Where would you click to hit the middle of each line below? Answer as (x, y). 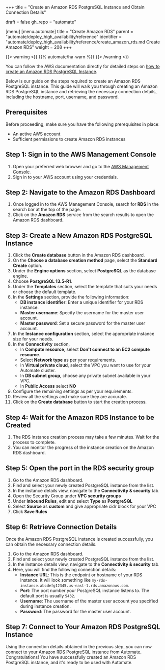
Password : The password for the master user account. (75, 611)
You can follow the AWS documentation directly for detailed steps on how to (83, 66)
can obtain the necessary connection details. (51, 544)
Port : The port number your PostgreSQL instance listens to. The (84, 590)
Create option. (27, 265)
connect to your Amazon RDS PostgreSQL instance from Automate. (74, 652)
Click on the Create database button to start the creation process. (80, 402)
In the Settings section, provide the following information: (71, 297)
